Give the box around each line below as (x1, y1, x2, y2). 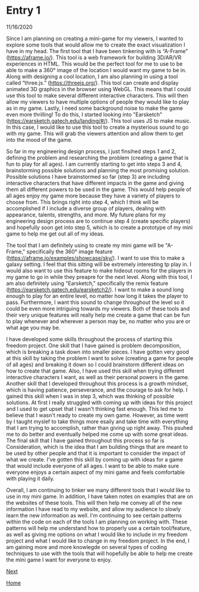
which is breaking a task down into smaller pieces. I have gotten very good (6, 348, 189, 355)
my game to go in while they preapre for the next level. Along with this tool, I (6, 273, 192, 280)
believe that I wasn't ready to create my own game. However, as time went (6, 411, 188, 419)
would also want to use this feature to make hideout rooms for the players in (6, 266, 192, 274)
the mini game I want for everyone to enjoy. (6, 556, 112, 563)
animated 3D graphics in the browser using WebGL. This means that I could (6, 85, 191, 92)
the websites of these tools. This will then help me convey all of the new (6, 499, 182, 506)
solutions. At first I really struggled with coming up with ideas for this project (6, 399, 193, 406)
